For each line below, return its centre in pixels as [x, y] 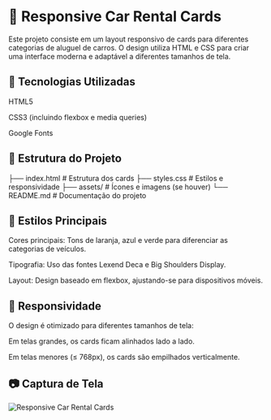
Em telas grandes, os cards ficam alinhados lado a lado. [101, 341]
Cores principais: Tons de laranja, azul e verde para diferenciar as [118, 240]
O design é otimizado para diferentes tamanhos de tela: [101, 326]
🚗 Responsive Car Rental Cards [115, 17]
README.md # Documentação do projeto [77, 195]
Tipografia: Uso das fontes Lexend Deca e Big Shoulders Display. [117, 265]
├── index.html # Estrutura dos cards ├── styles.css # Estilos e [116, 178]
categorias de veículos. [47, 249]
